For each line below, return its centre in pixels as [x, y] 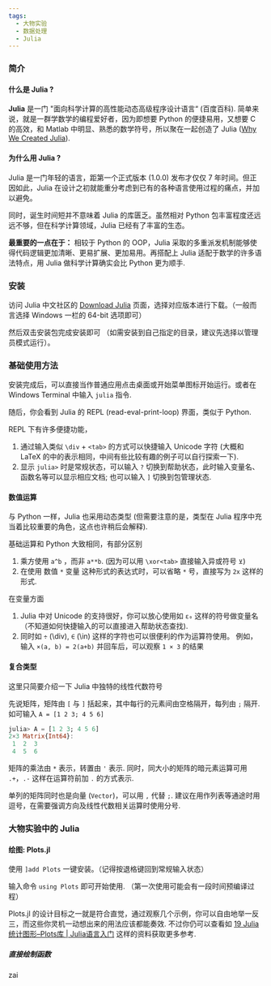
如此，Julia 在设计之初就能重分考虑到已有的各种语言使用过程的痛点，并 [134, 187]
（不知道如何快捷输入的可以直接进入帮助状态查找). [104, 626]
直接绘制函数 [30, 954]
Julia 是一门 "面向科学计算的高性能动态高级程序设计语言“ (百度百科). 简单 [130, 109]
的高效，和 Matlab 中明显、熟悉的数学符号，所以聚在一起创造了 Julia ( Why [133, 129]
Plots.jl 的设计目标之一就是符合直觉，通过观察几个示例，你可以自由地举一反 [134, 914]
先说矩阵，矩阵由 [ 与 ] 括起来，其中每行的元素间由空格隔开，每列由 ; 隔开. [134, 704]
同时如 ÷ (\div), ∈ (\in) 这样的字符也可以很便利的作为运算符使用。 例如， [138, 636]
